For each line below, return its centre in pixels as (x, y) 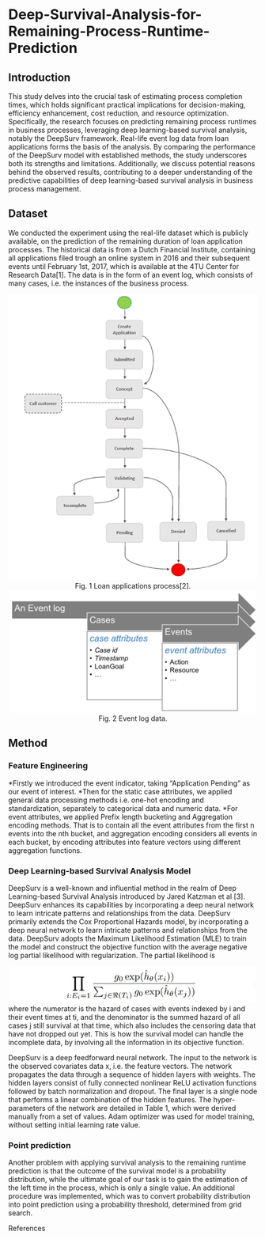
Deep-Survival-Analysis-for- (105, 15)
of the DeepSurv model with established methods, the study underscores (128, 155)
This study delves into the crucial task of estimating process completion (125, 96)
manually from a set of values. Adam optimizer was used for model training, (131, 1116)
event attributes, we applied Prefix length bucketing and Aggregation (121, 817)
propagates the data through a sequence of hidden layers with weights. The (132, 1074)
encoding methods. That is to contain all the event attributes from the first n (131, 825)
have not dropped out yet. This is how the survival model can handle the (126, 1033)
